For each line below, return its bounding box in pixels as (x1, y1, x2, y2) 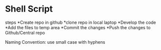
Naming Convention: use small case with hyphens (5, 39, 105, 45)
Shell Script (5, 3, 53, 15)
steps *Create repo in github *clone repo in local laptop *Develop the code (5, 19, 156, 25)
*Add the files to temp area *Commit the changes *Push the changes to (5, 24, 151, 30)
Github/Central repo (5, 30, 45, 35)
